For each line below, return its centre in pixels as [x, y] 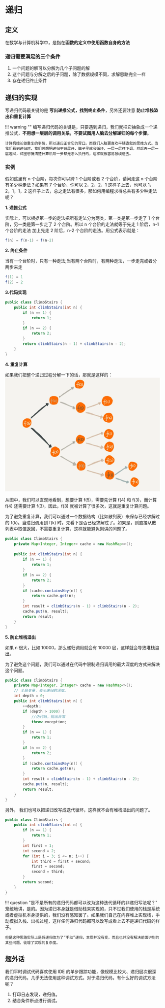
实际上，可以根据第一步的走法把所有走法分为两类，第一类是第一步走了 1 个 [80, 218]
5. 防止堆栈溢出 [20, 637]
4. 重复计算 [16, 364]
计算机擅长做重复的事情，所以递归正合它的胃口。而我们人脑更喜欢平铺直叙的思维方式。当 [82, 143]
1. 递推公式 [16, 208]
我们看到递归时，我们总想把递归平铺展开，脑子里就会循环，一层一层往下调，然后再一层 [80, 149]
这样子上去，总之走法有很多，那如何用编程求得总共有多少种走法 [92, 191]
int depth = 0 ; [29, 696]
